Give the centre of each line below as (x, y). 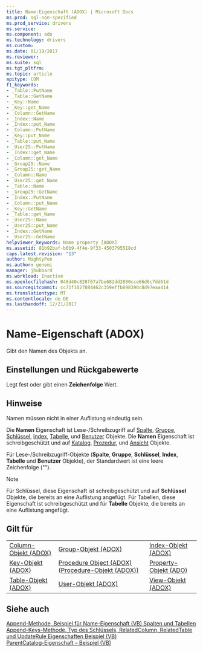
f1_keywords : (23, 85)
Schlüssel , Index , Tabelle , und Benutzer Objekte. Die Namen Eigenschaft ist (100, 436)
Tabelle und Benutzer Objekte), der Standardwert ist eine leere (85, 461)
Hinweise (24, 404)
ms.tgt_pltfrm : (25, 68)
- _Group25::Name (28, 164)
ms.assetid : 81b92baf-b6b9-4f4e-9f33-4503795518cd (71, 248)
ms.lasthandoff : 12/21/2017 (42, 304)
